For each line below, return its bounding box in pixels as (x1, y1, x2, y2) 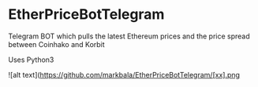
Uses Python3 (8, 55, 54, 64)
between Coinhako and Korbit (8, 39, 105, 49)
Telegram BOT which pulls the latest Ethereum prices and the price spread (8, 31, 250, 41)
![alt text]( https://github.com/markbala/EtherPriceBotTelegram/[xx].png (8, 70, 241, 79)
